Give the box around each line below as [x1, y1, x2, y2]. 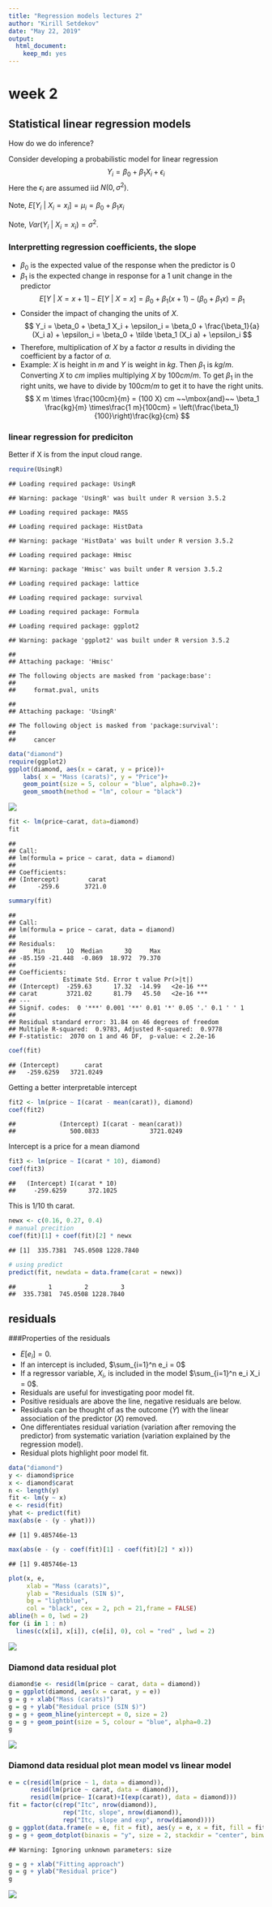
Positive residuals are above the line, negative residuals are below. [19, 1396, 241, 1406]
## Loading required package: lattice [8, 579, 139, 587]
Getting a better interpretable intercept [8, 1082, 138, 1092]
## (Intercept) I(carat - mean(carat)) [8, 1120, 183, 1129]
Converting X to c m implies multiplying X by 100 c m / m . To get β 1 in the [19, 370, 253, 382]
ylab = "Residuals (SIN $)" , [26, 1589, 125, 1598]
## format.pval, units [8, 685, 100, 694]
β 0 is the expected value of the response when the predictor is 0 [19, 260, 236, 272]
